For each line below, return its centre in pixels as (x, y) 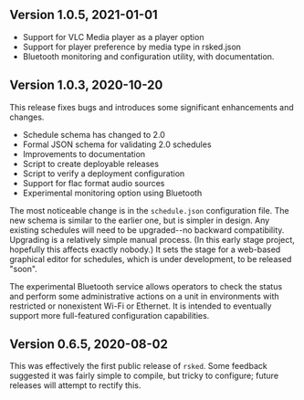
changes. (27, 117)
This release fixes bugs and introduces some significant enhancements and (152, 107)
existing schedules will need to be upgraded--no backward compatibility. (147, 230)
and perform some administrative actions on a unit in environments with (145, 296)
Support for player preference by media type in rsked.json (132, 47)
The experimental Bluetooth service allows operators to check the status (146, 286)
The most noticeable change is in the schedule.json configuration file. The (149, 210)
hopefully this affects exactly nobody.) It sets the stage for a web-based (145, 249)
